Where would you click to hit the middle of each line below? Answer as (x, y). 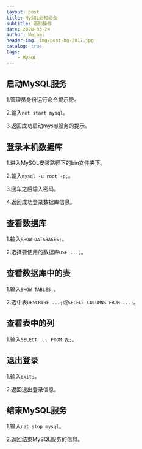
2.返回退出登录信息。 (33, 389)
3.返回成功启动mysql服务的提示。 (48, 126)
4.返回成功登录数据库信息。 (41, 202)
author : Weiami (26, 35)
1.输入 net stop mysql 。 (35, 426)
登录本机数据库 (34, 147)
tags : (13, 52)
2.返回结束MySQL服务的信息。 (45, 439)
